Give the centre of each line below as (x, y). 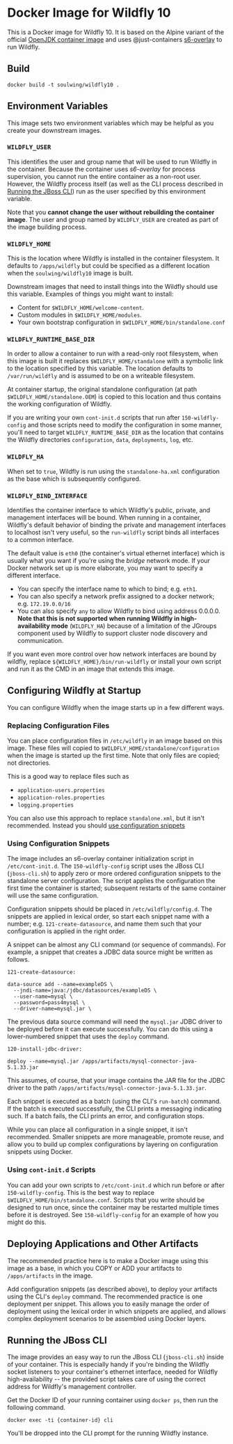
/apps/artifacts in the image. (50, 1276)
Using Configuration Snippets (58, 843)
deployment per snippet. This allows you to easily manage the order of (109, 1303)
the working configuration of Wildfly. (60, 404)
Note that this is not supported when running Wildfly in (98, 619)
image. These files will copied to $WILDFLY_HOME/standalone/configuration (114, 748)
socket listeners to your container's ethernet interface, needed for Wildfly (112, 1372)
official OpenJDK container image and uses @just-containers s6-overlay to (115, 39)
